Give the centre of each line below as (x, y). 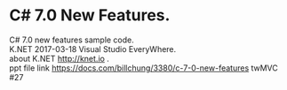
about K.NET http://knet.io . (59, 58)
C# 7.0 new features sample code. (72, 40)
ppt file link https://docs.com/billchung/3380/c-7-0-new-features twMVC (143, 68)
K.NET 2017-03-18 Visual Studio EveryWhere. (93, 49)
